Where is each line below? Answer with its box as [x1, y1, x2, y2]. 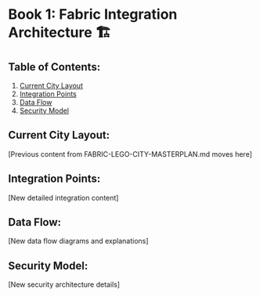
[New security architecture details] [8, 280, 120, 289]
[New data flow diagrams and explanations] [8, 237, 149, 246]
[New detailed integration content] [8, 193, 119, 202]
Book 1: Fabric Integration [8, 5, 178, 24]
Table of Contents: [8, 60, 101, 74]
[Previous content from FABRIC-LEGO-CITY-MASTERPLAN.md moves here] [8, 149, 253, 158]
